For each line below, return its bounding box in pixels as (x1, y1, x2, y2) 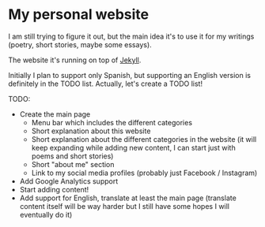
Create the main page (19, 109, 91, 119)
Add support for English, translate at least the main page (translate (19, 193, 237, 203)
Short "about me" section (31, 159, 115, 169)
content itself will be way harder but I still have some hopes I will (19, 201, 230, 210)
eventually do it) (19, 210, 73, 219)
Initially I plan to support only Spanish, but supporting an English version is (8, 70, 252, 80)
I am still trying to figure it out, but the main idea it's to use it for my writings (8, 32, 255, 41)
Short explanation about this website (31, 126, 151, 136)
